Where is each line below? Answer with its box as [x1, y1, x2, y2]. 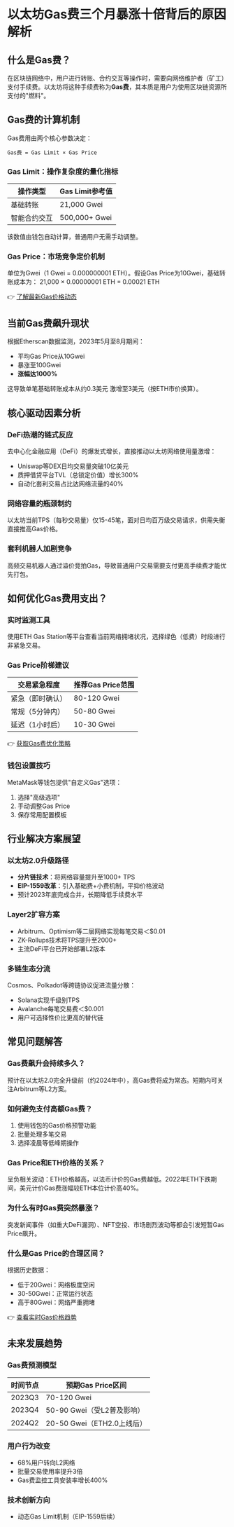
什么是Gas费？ [7, 54, 71, 66]
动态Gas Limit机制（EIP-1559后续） [17, 1512, 119, 1521]
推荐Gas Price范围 [73, 680, 135, 690]
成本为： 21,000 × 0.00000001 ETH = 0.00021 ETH [13, 278, 160, 286]
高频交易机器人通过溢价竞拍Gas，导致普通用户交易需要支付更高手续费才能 [7, 561, 221, 570]
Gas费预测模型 [7, 1360, 57, 1370]
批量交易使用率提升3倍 [17, 1467, 83, 1475]
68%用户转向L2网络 [17, 1458, 75, 1467]
